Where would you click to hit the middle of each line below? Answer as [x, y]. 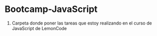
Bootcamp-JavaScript [51, 9]
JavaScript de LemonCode [39, 28]
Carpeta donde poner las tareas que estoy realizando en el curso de [82, 23]
